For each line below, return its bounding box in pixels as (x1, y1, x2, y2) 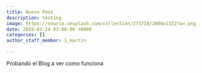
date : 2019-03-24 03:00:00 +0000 (6, 26, 92, 33)
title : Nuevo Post (6, 9, 53, 15)
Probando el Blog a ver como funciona (6, 60, 104, 67)
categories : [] (6, 32, 45, 38)
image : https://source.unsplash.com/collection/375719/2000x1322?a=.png (6, 20, 196, 26)
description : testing (6, 15, 62, 21)
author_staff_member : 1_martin (6, 37, 87, 44)
